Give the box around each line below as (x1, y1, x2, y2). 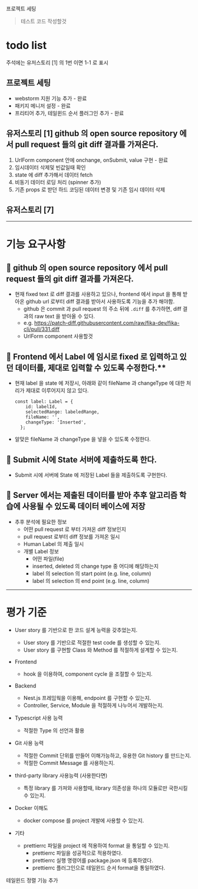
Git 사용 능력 (14, 739, 44, 746)
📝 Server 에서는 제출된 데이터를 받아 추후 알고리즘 (6, 490, 178, 500)
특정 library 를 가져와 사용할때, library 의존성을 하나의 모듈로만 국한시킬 (23, 784, 188, 792)
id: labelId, (25, 404, 58, 410)
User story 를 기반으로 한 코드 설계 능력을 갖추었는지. (14, 626, 137, 633)
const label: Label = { (14, 399, 74, 405)
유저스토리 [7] (6, 204, 54, 214)
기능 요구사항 (6, 237, 66, 251)
